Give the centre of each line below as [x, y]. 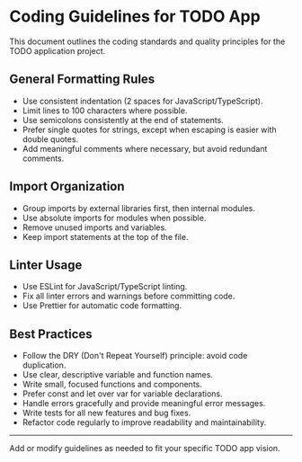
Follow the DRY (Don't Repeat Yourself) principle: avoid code [135, 356]
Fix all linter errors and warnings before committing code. [129, 296]
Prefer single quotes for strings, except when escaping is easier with [149, 129]
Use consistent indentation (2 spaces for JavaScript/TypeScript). [142, 101]
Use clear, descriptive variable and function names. [118, 375]
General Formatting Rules [82, 80]
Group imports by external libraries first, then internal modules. [139, 208]
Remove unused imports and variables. [95, 227]
